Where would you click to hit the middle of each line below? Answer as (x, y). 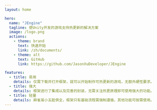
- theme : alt (27, 55)
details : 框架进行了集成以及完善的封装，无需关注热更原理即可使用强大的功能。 (84, 91)
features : (15, 73)
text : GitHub (31, 59)
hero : (10, 18)
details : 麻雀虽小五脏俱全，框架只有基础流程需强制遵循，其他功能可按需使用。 (84, 100)
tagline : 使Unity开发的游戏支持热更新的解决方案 (54, 27)
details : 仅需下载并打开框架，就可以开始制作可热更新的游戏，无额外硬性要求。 (84, 82)
